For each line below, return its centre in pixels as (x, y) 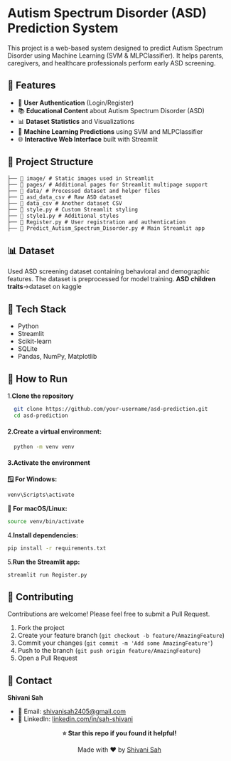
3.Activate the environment (49, 463)
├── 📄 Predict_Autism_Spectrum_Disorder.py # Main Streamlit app (106, 228)
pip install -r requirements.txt (57, 548)
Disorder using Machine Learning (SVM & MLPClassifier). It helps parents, (116, 56)
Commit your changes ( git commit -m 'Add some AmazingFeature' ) (115, 643)
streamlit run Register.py (47, 574)
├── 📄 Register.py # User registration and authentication (97, 222)
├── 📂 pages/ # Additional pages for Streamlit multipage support (108, 184)
